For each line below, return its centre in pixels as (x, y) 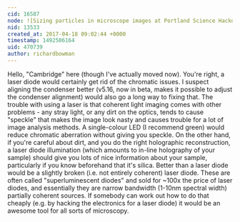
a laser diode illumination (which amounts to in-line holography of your (111, 150)
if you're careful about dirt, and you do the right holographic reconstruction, (119, 142)
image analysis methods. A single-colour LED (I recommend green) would (116, 127)
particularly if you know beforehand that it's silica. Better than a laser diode (118, 165)
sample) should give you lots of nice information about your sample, (107, 157)
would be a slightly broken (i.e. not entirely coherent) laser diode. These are (119, 173)
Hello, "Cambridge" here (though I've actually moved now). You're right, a (116, 74)
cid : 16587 (24, 14)
